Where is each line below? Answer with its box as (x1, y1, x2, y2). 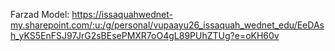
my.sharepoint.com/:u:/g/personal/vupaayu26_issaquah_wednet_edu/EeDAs (10, 19, 325, 31)
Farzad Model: (10, 9, 70, 20)
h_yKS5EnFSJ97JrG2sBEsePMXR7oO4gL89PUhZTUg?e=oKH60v (10, 30, 280, 41)
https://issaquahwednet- (71, 9, 173, 20)
